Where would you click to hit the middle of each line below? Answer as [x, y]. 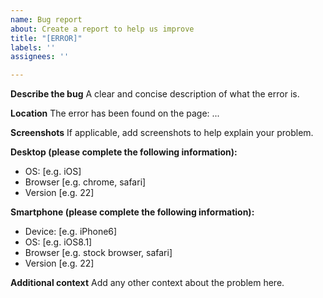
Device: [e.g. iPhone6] [71, 232]
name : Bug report [46, 19]
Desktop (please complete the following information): [124, 152]
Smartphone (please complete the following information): [132, 212]
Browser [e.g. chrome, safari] [85, 182]
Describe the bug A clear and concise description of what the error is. [155, 94]
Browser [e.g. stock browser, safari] [98, 253]
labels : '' [33, 47]
